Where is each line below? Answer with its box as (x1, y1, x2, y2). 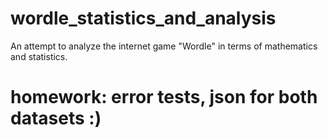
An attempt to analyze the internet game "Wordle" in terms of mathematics (10, 40, 318, 52)
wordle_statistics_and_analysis (10, 7, 277, 30)
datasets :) (10, 107, 102, 130)
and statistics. (10, 50, 68, 62)
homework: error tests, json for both (10, 86, 318, 109)
